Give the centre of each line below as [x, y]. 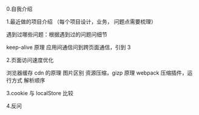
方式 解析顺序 [28, 80]
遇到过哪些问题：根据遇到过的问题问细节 [57, 34]
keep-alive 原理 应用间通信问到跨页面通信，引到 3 [69, 47]
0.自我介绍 [19, 9]
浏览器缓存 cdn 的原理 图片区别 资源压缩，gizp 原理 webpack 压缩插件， [97, 73]
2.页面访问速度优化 [30, 60]
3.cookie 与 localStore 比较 [40, 93]
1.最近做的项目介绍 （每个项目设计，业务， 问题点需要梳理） [81, 22]
